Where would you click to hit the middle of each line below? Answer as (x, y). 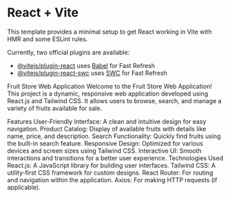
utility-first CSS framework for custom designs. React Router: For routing (110, 173)
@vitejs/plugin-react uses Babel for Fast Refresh (86, 65)
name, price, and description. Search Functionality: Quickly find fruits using (114, 136)
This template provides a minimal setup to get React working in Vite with (109, 32)
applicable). (24, 187)
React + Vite (43, 13)
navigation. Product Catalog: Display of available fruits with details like (107, 129)
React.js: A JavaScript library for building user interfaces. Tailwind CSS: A (111, 165)
